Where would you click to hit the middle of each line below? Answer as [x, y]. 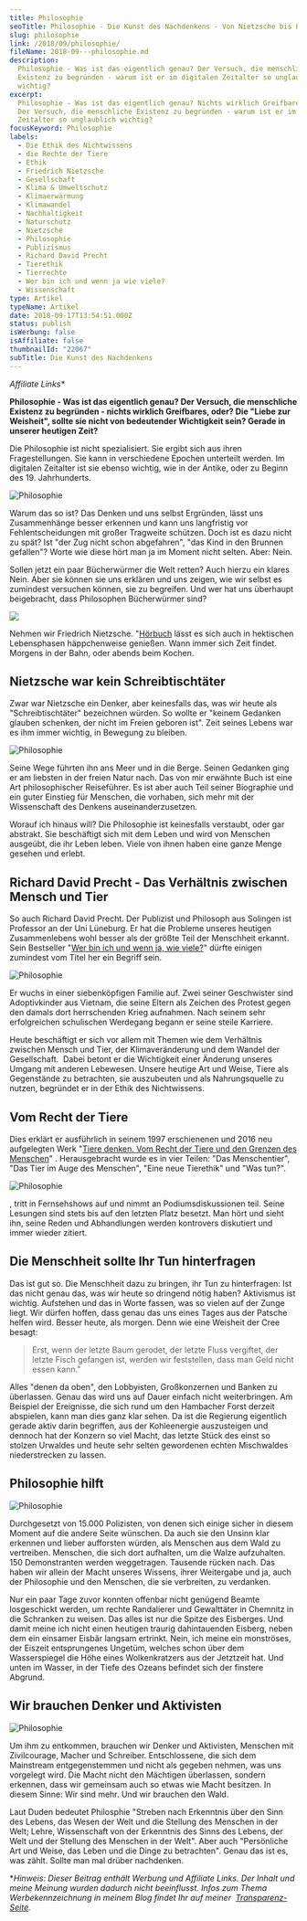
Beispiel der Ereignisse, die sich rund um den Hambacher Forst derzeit [143, 1406]
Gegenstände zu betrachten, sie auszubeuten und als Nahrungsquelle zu [147, 1078]
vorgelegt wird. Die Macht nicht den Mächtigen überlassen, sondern [138, 1775]
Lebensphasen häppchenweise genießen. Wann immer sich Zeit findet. [143, 643]
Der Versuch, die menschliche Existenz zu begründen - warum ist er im [157, 111]
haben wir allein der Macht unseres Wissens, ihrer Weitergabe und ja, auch [151, 1572]
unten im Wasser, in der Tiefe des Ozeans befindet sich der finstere [137, 1667]
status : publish [40, 324]
